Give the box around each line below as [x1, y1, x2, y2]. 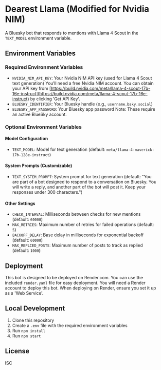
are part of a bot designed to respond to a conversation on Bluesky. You [12, 179, 157, 185]
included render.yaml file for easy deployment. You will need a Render [5, 280, 146, 286]
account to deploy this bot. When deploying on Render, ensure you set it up [5, 285, 157, 291]
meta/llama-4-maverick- [106, 147, 155, 152]
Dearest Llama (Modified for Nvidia [5, 3, 149, 15]
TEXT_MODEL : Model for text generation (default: [12, 146, 106, 152]
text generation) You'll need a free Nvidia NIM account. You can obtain [12, 80, 154, 86]
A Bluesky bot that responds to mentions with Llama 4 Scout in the [5, 30, 139, 36]
